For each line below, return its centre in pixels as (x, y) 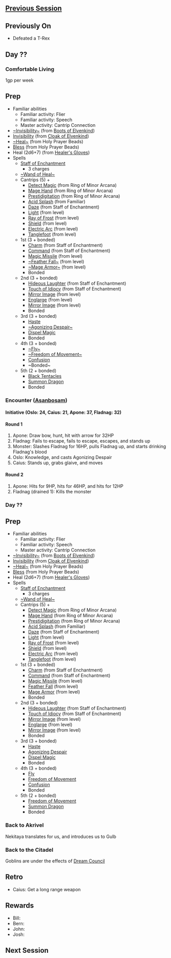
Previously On (28, 26)
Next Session (27, 950)
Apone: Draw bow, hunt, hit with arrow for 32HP (63, 435)
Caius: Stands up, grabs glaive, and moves (58, 463)
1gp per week (19, 80)
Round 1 (14, 424)
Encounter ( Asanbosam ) (36, 400)
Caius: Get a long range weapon (47, 889)
